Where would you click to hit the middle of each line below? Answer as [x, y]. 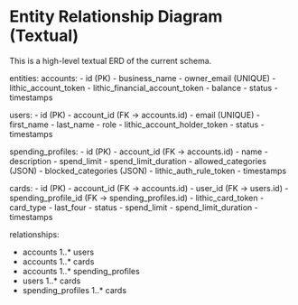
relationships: [35, 234]
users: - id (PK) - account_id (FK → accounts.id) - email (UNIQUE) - [135, 115]
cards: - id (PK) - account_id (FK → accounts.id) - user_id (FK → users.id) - [149, 188]
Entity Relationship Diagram [116, 17]
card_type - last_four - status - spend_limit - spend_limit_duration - [134, 207]
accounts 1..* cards [58, 261]
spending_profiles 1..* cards [74, 290]
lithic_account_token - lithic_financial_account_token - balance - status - [144, 88]
